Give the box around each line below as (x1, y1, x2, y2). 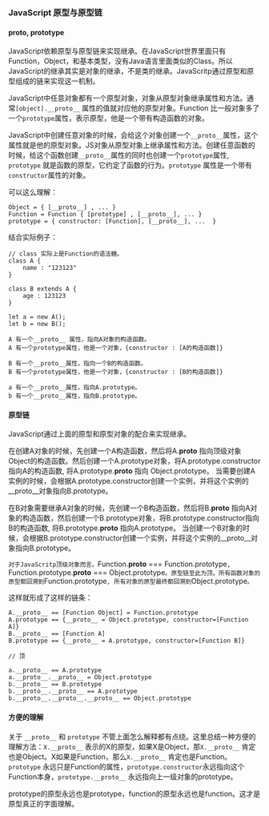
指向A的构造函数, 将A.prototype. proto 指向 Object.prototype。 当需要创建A (8, 466, 256, 476)
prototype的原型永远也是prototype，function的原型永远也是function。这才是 (8, 789, 261, 798)
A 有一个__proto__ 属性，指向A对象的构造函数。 (8, 336, 151, 344)
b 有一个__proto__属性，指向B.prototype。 (8, 392, 142, 400)
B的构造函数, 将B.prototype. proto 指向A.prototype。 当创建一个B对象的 (8, 523, 243, 533)
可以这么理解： (8, 187, 58, 197)
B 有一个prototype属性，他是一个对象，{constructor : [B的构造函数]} (8, 368, 223, 376)
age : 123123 (22, 292, 66, 300)
